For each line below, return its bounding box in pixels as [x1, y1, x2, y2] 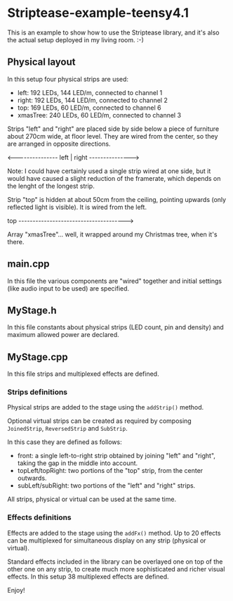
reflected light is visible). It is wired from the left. [7, 203, 147, 211]
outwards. [17, 474, 47, 483]
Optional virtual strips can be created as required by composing [7, 417, 192, 425]
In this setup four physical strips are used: [7, 75, 128, 83]
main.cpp [7, 258, 50, 270]
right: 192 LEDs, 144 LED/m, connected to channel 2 [17, 96, 168, 104]
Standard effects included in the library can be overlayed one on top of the [7, 557, 223, 566]
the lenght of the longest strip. [7, 182, 95, 190]
